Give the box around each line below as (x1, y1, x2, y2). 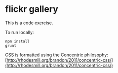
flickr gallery (5, 3, 58, 15)
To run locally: (5, 29, 34, 35)
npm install (5, 38, 30, 44)
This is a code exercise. (5, 20, 53, 26)
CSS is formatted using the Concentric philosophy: (5, 52, 109, 58)
